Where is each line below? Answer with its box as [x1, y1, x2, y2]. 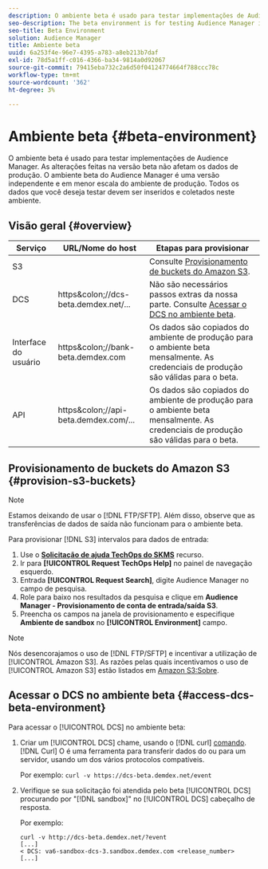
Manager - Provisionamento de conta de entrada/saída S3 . [19, 600, 219, 610]
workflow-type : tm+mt [8, 71, 81, 79]
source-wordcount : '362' [8, 78, 91, 86]
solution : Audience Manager [8, 33, 102, 42]
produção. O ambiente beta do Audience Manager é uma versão [8, 171, 220, 180]
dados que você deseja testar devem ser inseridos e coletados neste [8, 187, 235, 197]
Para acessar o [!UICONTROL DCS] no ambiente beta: [8, 722, 186, 732]
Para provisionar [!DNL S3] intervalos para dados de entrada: [8, 534, 209, 544]
